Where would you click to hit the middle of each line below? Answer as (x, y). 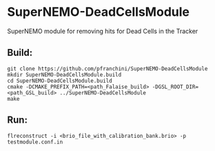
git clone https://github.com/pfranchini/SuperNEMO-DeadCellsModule (107, 69)
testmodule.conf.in (35, 142)
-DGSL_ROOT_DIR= (175, 87)
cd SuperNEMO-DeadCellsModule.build (60, 81)
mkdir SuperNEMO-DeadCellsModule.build (64, 74)
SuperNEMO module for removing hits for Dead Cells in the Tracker (103, 31)
